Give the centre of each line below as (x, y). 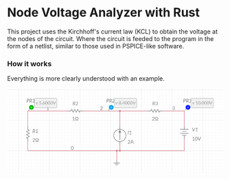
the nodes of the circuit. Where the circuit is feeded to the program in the (111, 38)
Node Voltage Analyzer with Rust (104, 13)
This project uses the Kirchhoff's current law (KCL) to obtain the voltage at (113, 31)
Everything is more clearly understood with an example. (86, 79)
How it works (30, 64)
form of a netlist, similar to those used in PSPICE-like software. (96, 46)
